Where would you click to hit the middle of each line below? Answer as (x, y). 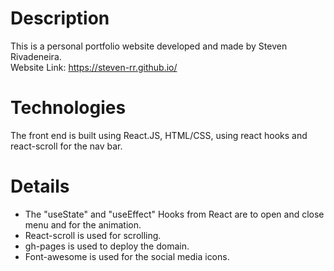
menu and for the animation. (83, 224)
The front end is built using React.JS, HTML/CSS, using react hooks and (159, 135)
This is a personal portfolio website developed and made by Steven (149, 46)
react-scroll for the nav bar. (66, 146)
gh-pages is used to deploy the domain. (107, 246)
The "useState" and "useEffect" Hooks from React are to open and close (174, 214)
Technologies (68, 108)
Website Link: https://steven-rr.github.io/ (94, 67)
